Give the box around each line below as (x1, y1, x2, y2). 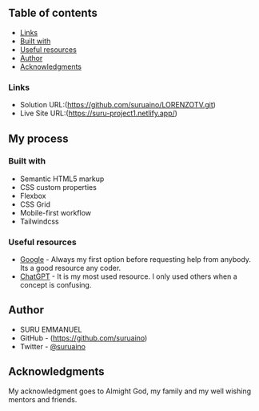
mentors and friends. (8, 394, 78, 404)
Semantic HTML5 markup (19, 174, 105, 183)
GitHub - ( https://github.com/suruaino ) (19, 332, 148, 343)
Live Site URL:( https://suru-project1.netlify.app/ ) (19, 108, 178, 119)
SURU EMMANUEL (19, 324, 82, 334)
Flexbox (19, 191, 46, 200)
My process (8, 131, 69, 145)
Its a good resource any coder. (19, 264, 122, 273)
